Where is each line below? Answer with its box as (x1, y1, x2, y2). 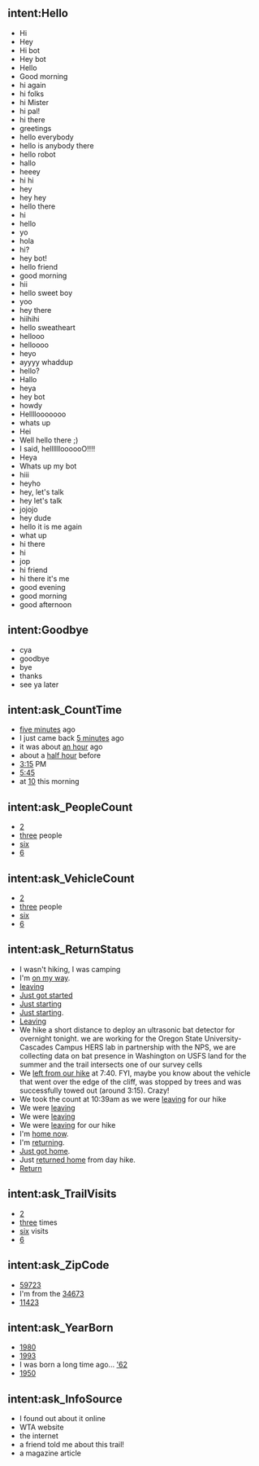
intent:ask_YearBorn (7, 1320, 114, 1335)
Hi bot (19, 45, 41, 55)
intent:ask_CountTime (7, 703, 123, 717)
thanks (19, 671, 42, 680)
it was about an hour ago (19, 742, 103, 752)
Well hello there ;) (19, 435, 79, 445)
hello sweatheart (19, 322, 76, 332)
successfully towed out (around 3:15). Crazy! (19, 1085, 170, 1095)
